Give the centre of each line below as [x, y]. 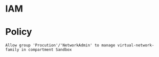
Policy [19, 32]
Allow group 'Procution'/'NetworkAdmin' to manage [60, 45]
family [12, 50]
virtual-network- [136, 45]
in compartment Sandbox [47, 50]
